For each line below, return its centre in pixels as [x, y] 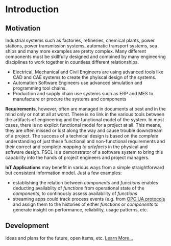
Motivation [23, 28]
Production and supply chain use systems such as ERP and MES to [83, 93]
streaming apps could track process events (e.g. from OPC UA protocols [89, 199]
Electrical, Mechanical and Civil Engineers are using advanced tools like [88, 72]
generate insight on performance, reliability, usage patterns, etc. [80, 210]
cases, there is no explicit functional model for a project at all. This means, [83, 125]
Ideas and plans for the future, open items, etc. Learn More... [69, 238]
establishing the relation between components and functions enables [85, 183]
